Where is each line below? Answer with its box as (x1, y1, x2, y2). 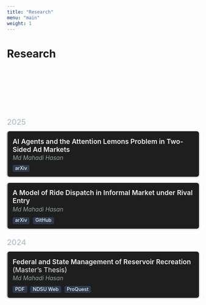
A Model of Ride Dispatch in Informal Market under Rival (12, 188, 193, 197)
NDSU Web (32, 285, 59, 292)
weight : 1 (7, 20, 32, 26)
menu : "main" (7, 15, 40, 21)
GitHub (35, 217, 52, 224)
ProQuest (66, 285, 89, 292)
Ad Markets (32, 145, 70, 153)
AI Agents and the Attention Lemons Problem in (12, 137, 165, 145)
